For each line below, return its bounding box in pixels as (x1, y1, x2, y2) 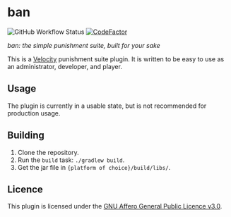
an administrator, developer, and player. (7, 62, 122, 70)
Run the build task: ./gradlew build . (17, 156, 125, 164)
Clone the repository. (17, 148, 79, 156)
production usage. (7, 108, 61, 117)
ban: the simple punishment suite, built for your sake (7, 41, 160, 49)
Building (7, 130, 45, 142)
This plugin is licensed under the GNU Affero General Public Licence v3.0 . (7, 202, 223, 211)
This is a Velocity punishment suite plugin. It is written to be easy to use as (7, 54, 225, 63)
